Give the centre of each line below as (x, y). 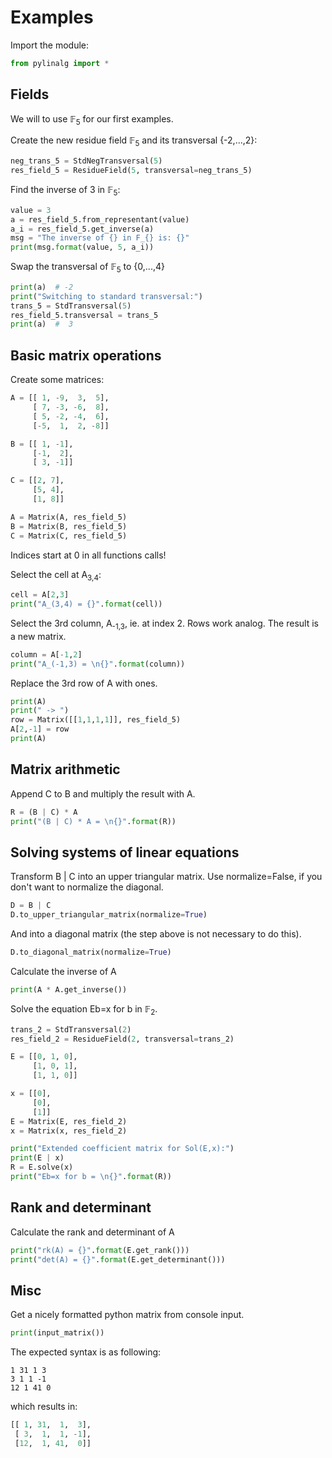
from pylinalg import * (60, 63)
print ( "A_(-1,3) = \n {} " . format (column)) (98, 664)
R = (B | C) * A (44, 812)
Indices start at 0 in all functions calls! (88, 555)
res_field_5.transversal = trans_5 (84, 315)
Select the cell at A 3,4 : (56, 575)
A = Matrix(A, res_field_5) (69, 517)
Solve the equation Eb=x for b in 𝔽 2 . (84, 1009)
